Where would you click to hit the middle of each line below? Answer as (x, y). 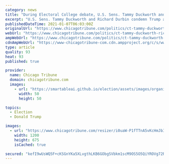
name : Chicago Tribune (33, 75)
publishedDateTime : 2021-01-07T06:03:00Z (49, 24)
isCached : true (30, 145)
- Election (21, 112)
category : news (21, 10)
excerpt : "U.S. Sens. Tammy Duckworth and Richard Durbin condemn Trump (83, 19)
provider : (16, 70)
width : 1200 (27, 135)
